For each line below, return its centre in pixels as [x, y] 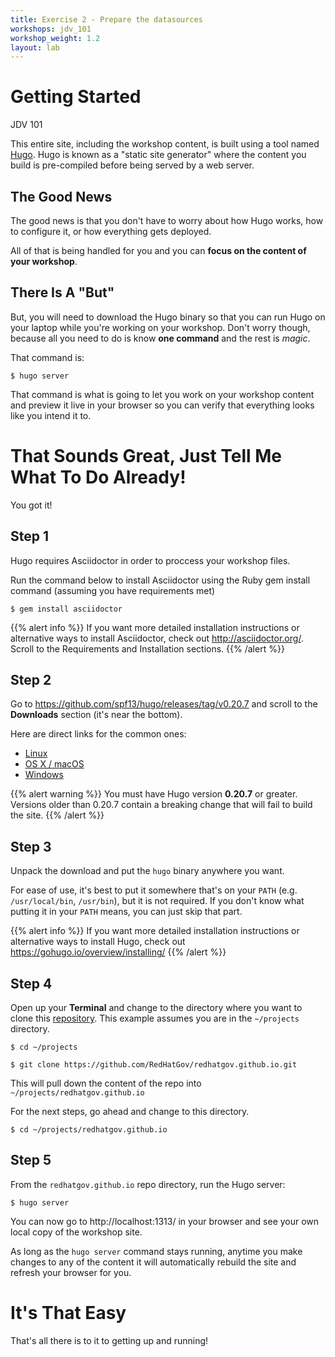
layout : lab [35, 47]
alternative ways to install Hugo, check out [98, 942]
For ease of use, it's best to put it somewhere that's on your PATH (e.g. [154, 890]
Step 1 [30, 536]
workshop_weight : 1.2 [55, 38]
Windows [44, 775]
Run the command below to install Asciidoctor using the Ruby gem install [160, 580]
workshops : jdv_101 [51, 29]
